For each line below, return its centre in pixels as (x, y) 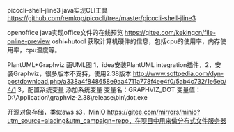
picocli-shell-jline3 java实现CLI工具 (57, 10)
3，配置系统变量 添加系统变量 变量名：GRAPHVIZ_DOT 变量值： (109, 90)
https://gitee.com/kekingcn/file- (170, 32)
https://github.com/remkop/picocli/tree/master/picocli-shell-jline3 (102, 18)
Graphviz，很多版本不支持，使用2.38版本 (72, 73)
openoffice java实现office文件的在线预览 (65, 32)
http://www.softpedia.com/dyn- (178, 73)
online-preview (29, 41)
